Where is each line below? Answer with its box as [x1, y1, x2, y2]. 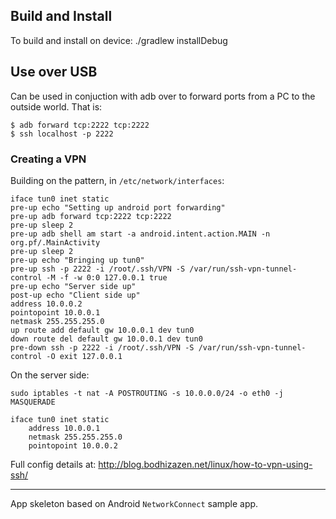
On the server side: [10, 369, 90, 381]
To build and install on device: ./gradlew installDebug [10, 34, 228, 46]
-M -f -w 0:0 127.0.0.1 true [46, 272, 168, 283]
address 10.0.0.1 [28, 423, 101, 433]
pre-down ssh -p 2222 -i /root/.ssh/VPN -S [10, 342, 195, 353]
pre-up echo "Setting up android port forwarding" [10, 202, 226, 213]
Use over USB [10, 64, 98, 81]
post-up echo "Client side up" [10, 290, 141, 300]
